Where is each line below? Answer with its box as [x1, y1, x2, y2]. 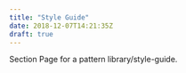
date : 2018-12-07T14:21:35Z [9, 21, 114, 30]
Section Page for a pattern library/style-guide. [9, 54, 178, 65]
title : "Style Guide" [9, 12, 90, 22]
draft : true [9, 29, 53, 38]
